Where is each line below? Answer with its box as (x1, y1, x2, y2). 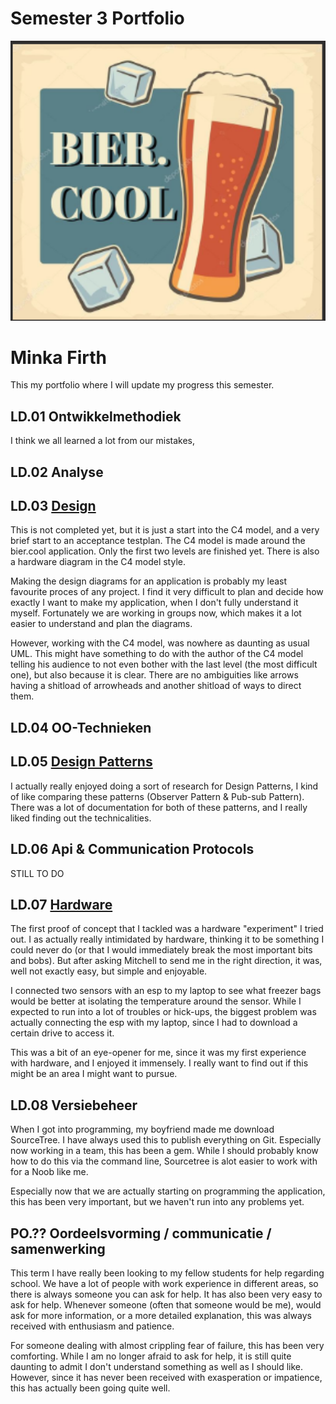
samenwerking (10, 1240, 106, 1257)
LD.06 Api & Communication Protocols (10, 841, 255, 858)
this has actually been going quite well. (10, 1382, 171, 1394)
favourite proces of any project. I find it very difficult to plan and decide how (10, 586, 324, 598)
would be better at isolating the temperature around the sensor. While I (10, 995, 302, 1007)
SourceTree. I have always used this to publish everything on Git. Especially (10, 1134, 322, 1146)
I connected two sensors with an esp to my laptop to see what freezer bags (10, 985, 322, 997)
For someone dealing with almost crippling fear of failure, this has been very (10, 1339, 325, 1351)
